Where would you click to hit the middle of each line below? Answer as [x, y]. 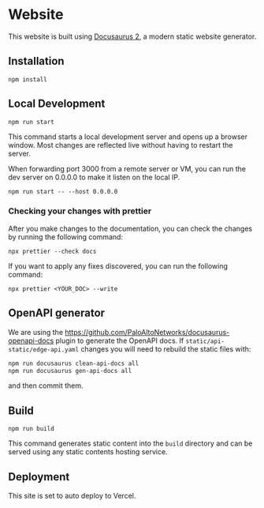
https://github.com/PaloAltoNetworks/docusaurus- [147, 332]
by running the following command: [66, 237]
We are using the [36, 332]
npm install [28, 79]
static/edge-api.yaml [44, 349]
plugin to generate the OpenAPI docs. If [119, 341]
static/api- [205, 341]
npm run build [32, 429]
